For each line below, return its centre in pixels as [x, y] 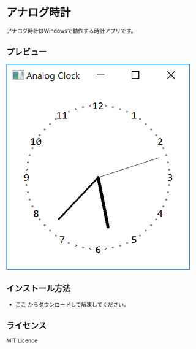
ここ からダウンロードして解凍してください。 [72, 304]
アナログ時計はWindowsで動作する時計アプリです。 [71, 31]
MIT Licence [22, 340]
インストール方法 [39, 289]
